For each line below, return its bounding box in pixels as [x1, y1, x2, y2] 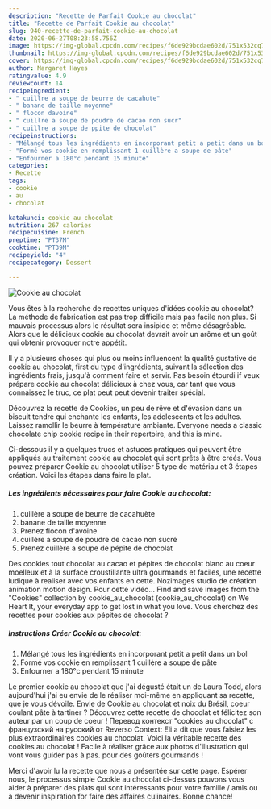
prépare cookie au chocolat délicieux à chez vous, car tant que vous [8, 379, 236, 388]
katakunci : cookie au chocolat [8, 214, 114, 222]
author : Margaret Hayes [8, 64, 89, 73]
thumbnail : [8, 49, 45, 57]
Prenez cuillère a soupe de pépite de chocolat [19, 543, 173, 553]
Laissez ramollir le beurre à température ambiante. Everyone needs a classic [8, 420, 262, 429]
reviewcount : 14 [8, 79, 63, 87]
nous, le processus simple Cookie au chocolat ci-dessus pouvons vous [8, 774, 244, 784]
